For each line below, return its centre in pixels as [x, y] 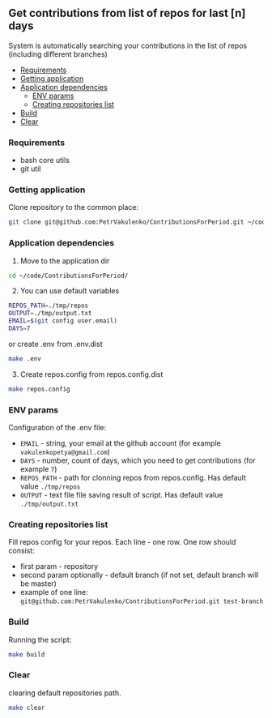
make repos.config [39, 389]
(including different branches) [58, 54]
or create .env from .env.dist [55, 344]
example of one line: [54, 592]
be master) [38, 583]
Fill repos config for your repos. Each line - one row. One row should [122, 542]
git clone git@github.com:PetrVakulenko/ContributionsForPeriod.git [126, 222]
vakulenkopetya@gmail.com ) [65, 452]
